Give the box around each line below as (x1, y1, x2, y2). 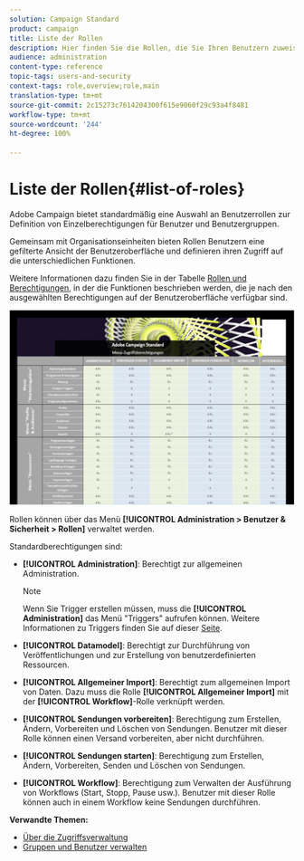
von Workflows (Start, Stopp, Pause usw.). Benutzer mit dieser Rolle (22, 788, 276, 799)
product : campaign (9, 24, 79, 33)
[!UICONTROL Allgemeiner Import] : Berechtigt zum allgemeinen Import (22, 677, 291, 688)
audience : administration (9, 53, 107, 62)
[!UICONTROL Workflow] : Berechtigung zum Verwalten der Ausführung (22, 778, 291, 789)
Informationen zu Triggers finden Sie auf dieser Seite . (22, 623, 223, 634)
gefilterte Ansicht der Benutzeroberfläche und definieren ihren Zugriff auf (9, 245, 283, 256)
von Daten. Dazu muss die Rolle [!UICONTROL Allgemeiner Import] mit (22, 686, 290, 697)
